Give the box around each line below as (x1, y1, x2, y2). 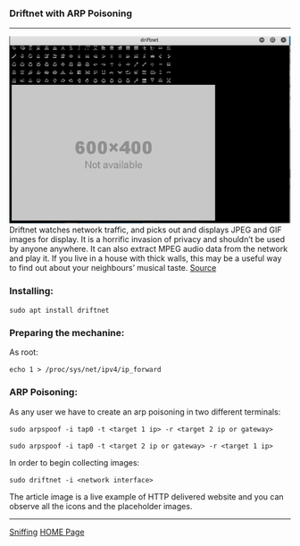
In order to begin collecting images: (9, 457, 140, 467)
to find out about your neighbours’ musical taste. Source (9, 262, 217, 273)
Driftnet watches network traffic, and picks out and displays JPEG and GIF (9, 224, 282, 235)
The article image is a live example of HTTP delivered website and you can (9, 491, 284, 502)
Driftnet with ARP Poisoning (9, 7, 132, 20)
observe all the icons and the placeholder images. (9, 500, 193, 511)
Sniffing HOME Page (9, 526, 85, 537)
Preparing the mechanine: (9, 327, 125, 340)
